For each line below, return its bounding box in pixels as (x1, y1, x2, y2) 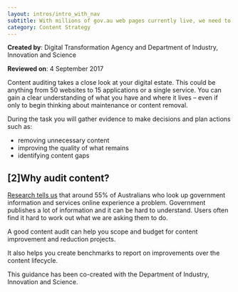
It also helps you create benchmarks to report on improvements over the (7, 249, 220, 257)
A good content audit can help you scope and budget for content (7, 227, 198, 236)
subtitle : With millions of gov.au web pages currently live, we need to (7, 17, 232, 24)
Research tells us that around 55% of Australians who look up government (7, 191, 226, 199)
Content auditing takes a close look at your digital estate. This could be (7, 78, 216, 87)
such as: (7, 122, 33, 131)
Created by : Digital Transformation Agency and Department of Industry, (7, 43, 219, 52)
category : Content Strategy (7, 24, 91, 31)
